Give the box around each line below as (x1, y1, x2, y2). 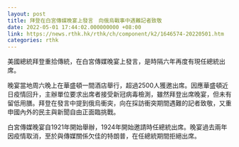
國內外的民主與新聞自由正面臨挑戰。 (13, 108, 119, 116)
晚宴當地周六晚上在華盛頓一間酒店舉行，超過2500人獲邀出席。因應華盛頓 (7, 81, 223, 89)
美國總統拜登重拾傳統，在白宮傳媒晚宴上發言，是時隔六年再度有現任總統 (7, 58, 219, 66)
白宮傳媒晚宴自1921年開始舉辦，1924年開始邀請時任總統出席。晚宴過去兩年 (7, 123, 228, 131)
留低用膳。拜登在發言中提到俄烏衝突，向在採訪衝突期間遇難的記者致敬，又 (7, 99, 225, 107)
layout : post (7, 10, 46, 18)
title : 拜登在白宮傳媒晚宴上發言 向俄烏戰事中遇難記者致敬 (7, 17, 162, 24)
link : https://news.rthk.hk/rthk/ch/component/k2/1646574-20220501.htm (7, 30, 224, 38)
